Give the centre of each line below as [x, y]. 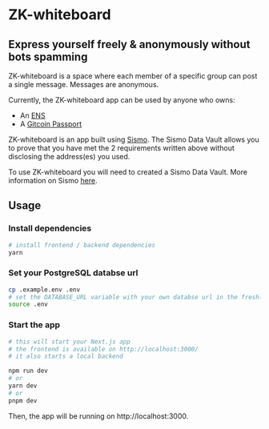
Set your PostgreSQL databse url [73, 273]
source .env [28, 305]
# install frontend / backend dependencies [82, 245]
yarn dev [23, 386]
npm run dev [28, 371]
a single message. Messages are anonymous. [84, 84]
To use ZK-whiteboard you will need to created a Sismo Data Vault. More [128, 172]
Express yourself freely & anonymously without [129, 44]
